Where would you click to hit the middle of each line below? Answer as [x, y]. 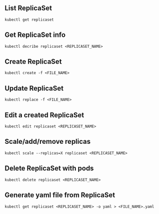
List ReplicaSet [28, 8]
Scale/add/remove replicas [48, 142]
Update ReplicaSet [34, 88]
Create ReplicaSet [33, 62]
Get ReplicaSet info [35, 35]
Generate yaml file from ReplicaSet [60, 195]
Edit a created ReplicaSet [44, 115]
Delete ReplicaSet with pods [49, 168]
